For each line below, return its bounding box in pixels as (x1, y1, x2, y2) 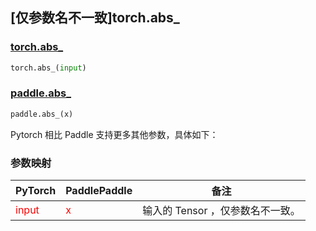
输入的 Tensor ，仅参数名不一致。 (142, 204, 301, 218)
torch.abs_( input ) (10, 63, 87, 73)
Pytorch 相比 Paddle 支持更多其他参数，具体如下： (10, 128, 219, 140)
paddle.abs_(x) (10, 109, 74, 119)
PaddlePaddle (65, 184, 133, 198)
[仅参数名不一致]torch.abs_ (10, 9, 180, 27)
